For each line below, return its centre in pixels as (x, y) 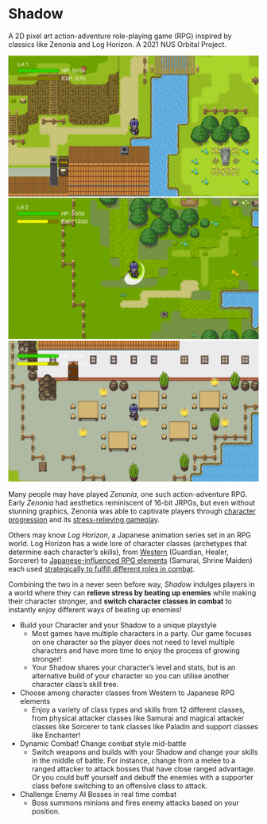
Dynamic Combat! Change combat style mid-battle (103, 743)
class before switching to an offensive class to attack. (120, 786)
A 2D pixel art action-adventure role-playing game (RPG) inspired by (120, 36)
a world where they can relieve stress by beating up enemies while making (132, 592)
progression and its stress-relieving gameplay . (84, 519)
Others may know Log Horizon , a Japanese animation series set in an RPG (130, 535)
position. (46, 811)
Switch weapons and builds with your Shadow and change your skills (145, 752)
